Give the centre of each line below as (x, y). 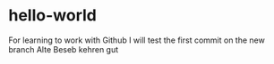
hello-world (53, 16)
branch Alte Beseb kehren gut (64, 49)
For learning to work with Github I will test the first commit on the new (137, 40)
